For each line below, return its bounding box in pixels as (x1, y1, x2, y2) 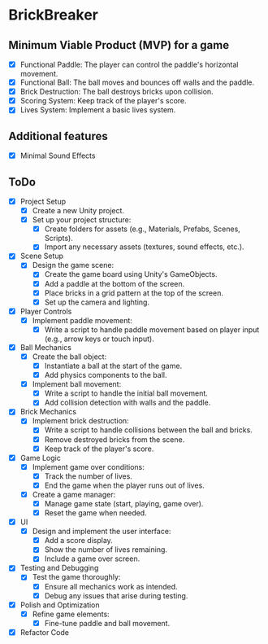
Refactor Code (19, 627, 69, 637)
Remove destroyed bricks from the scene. (44, 434, 185, 445)
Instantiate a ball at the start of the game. (44, 361, 183, 370)
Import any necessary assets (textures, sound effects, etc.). (44, 242, 245, 252)
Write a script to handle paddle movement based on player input (44, 324, 260, 335)
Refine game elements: (32, 609, 110, 619)
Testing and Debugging (19, 563, 99, 573)
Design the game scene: (32, 261, 115, 270)
